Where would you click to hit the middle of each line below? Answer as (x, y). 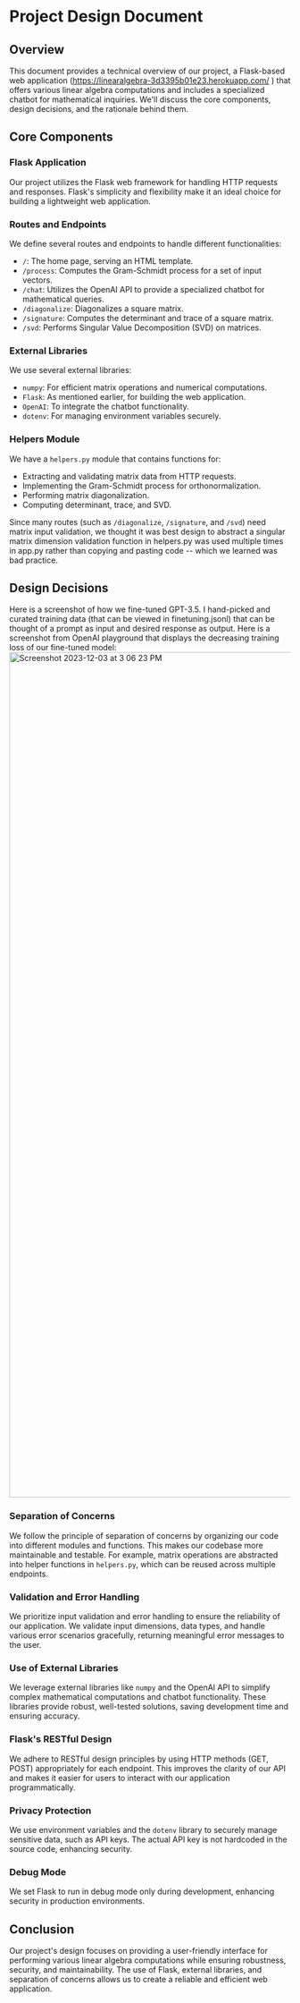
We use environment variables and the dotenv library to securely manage (143, 1829)
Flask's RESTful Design (61, 1739)
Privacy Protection (50, 1811)
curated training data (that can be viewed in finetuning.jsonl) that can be (142, 619)
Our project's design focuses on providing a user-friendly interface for (138, 1950)
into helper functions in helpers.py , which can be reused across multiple (143, 1564)
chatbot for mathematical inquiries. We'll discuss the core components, (140, 99)
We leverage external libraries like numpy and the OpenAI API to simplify (140, 1687)
